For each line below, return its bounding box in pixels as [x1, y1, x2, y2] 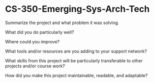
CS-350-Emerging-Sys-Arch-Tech [5, 3, 150, 15]
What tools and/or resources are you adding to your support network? [5, 48, 147, 54]
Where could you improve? [5, 38, 60, 45]
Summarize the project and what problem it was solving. [5, 20, 120, 26]
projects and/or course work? [5, 63, 65, 69]
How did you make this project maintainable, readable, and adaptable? [5, 72, 148, 78]
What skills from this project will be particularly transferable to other [5, 57, 143, 63]
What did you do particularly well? [5, 29, 74, 35]
